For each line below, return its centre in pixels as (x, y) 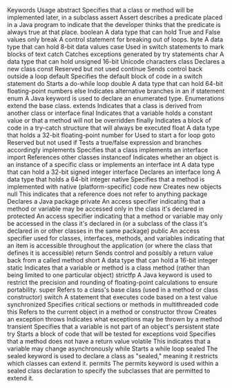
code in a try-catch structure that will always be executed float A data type (113, 128)
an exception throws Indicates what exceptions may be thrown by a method (115, 319)
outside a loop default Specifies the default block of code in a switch (105, 76)
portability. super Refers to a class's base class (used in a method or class (113, 290)
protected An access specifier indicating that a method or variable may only (115, 216)
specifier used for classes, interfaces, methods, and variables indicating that (116, 238)
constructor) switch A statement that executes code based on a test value (112, 297)
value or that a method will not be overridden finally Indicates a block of (109, 120)
